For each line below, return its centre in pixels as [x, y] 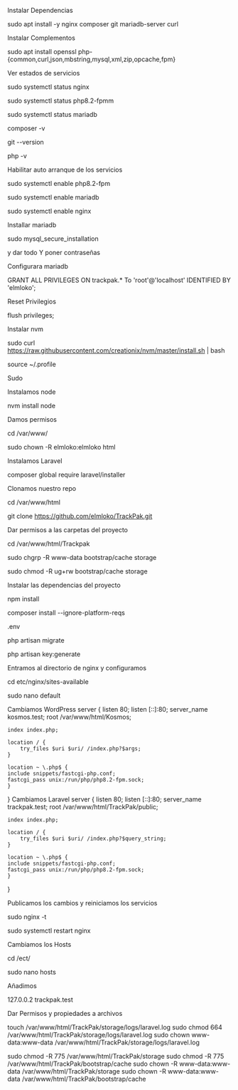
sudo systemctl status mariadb [53, 114]
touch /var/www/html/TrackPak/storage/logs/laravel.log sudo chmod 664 [115, 1027]
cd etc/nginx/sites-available [48, 682]
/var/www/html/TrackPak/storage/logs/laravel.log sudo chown [99, 1035]
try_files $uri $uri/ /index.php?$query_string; [93, 839]
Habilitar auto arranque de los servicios [65, 170]
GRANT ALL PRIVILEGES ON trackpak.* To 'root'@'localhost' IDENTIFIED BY [119, 280]
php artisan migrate [36, 640]
